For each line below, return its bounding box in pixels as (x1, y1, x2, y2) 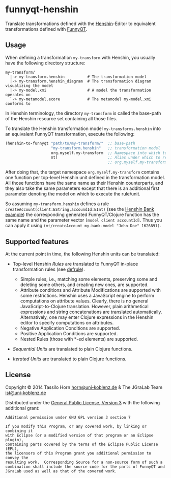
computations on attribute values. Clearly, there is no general (20, 298, 149, 304)
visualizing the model (5, 83, 53, 88)
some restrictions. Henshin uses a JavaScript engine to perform (20, 292, 154, 298)
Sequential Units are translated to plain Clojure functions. (12, 345, 133, 352)
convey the (5, 455, 28, 460)
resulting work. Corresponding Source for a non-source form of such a (5, 460, 163, 465)
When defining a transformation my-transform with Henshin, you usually (5, 54, 156, 60)
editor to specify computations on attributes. (20, 319, 114, 325)
